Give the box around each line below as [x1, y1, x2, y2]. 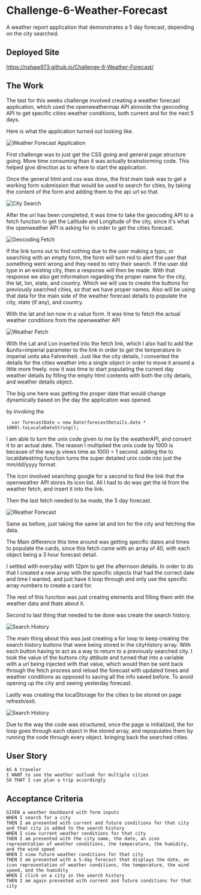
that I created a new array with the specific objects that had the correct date [6, 569, 195, 576]
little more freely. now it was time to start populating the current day [6, 365, 174, 373]
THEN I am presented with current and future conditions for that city [6, 820, 189, 826]
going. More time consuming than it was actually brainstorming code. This [6, 157, 190, 164]
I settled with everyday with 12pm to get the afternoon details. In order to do [6, 563, 194, 570]
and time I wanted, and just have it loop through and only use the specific [6, 575, 188, 582]
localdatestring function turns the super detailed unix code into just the [6, 454, 182, 462]
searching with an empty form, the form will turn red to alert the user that [6, 254, 187, 261]
